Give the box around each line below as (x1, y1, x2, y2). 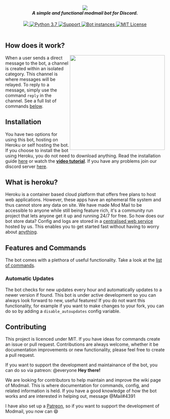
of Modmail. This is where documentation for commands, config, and (5, 383, 149, 389)
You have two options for (5, 131, 58, 137)
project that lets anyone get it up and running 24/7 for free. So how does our (5, 213, 164, 219)
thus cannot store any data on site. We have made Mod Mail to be (5, 202, 142, 208)
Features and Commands (5, 244, 87, 252)
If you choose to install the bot (5, 147, 69, 153)
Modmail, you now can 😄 (5, 408, 59, 414)
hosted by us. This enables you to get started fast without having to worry (5, 223, 159, 229)
